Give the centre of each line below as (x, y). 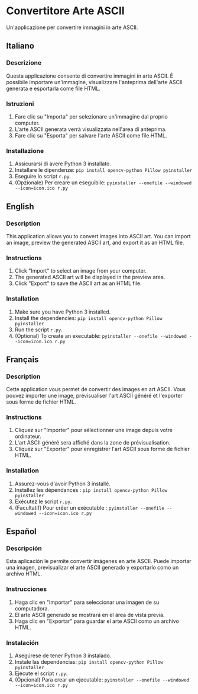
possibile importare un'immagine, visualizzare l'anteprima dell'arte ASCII (95, 82)
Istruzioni (20, 104)
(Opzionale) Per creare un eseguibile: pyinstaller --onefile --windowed (103, 183)
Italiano (20, 46)
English (20, 207)
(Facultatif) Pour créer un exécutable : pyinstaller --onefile (89, 507)
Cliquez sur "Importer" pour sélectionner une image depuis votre (94, 430)
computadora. (32, 608)
